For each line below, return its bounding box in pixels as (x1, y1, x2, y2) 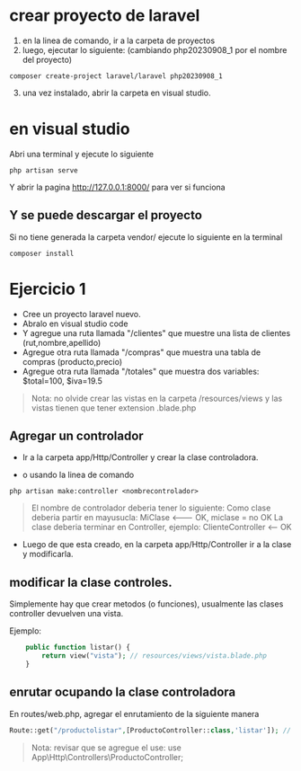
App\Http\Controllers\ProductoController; (31, 751, 184, 762)
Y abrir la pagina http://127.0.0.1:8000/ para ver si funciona (9, 182, 226, 192)
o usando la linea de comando (22, 469, 135, 481)
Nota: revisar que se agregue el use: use (31, 742, 182, 753)
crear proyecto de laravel (9, 5, 200, 26)
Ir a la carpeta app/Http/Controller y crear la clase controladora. (22, 452, 259, 463)
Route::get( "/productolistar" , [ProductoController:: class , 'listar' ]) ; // (9, 725, 292, 735)
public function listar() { (25, 643, 130, 652)
